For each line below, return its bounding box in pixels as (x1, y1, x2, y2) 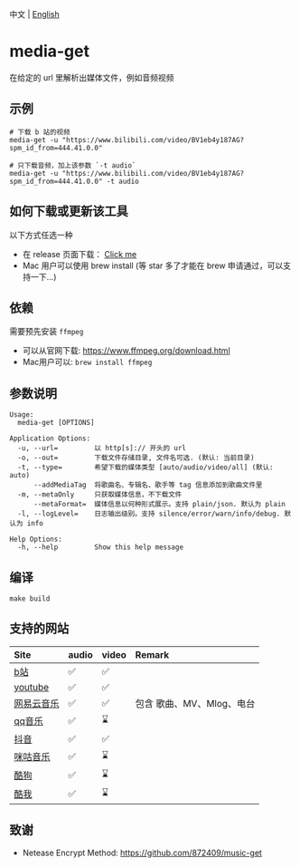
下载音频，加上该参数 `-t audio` (23, 160, 136, 170)
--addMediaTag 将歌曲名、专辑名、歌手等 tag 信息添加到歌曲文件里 (33, 480, 263, 490)
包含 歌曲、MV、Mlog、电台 (135, 697, 256, 709)
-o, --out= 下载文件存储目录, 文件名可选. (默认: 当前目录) (17, 453, 255, 463)
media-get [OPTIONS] (17, 419, 95, 428)
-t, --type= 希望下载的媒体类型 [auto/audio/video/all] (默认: (17, 463, 274, 472)
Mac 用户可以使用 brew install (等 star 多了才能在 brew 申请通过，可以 (22, 260, 284, 271)
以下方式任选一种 (9, 229, 73, 240)
